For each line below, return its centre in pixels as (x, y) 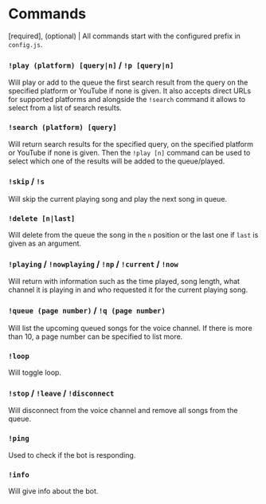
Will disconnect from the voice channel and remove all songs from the (123, 411)
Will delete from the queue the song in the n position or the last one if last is (133, 235)
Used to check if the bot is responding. (72, 455)
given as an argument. (45, 243)
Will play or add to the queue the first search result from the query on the (128, 83)
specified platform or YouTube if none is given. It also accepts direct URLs (130, 91)
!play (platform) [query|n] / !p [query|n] (91, 65)
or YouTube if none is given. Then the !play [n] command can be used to (129, 152)
